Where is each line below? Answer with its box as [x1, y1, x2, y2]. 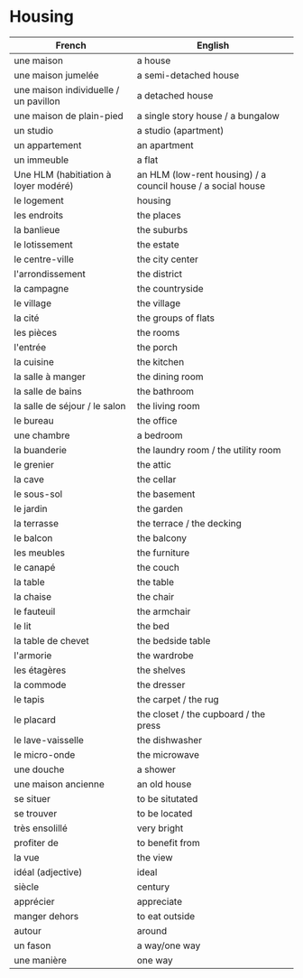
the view [136, 851, 173, 863]
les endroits [14, 209, 64, 221]
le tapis [14, 693, 45, 705]
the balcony [136, 531, 188, 544]
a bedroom [136, 429, 183, 442]
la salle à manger [14, 370, 86, 383]
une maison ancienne [14, 778, 106, 790]
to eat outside [136, 909, 196, 922]
